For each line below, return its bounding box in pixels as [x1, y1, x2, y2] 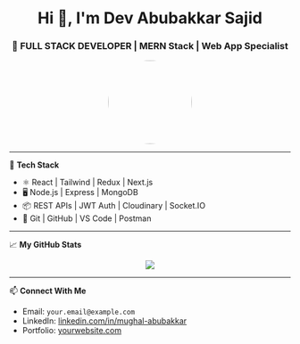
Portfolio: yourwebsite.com [21, 325, 122, 336]
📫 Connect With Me [9, 285, 87, 297]
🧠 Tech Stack [9, 160, 60, 170]
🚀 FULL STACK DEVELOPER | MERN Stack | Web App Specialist [12, 40, 288, 53]
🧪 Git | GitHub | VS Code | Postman [21, 213, 152, 224]
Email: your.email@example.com [21, 307, 136, 317]
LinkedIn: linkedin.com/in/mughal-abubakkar [21, 315, 187, 326]
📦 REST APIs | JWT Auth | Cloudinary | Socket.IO [21, 201, 206, 211]
